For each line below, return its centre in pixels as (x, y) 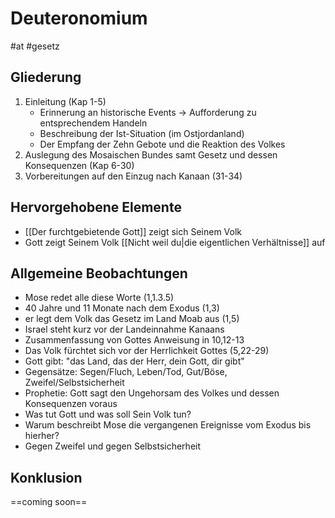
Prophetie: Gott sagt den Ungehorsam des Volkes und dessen (152, 393)
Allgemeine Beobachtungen (99, 273)
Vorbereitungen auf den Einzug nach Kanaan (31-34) (133, 176)
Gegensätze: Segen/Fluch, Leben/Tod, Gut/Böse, (126, 372)
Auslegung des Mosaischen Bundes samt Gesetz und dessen (151, 154)
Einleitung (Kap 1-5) (65, 101)
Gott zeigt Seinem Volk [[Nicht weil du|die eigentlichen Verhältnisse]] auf (175, 242)
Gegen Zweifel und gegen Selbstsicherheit (113, 446)
